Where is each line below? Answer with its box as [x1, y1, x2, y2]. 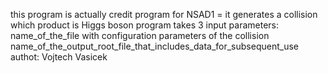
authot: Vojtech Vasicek [10, 51, 108, 63]
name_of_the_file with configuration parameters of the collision [10, 30, 270, 41]
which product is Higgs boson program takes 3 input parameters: [10, 19, 280, 31]
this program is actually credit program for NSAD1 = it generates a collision [10, 9, 318, 20]
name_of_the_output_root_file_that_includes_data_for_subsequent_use [10, 40, 299, 52]
